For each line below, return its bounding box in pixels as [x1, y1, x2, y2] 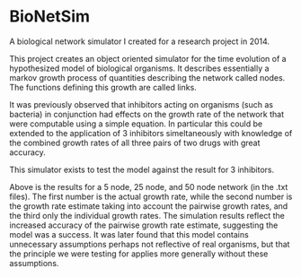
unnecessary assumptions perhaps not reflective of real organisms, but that [9, 238, 290, 249]
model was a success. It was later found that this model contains [9, 229, 249, 239]
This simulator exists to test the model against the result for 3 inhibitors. [9, 164, 275, 175]
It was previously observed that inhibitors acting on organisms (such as [9, 99, 274, 109]
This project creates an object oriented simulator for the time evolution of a [9, 53, 287, 64]
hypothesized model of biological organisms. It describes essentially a [9, 63, 270, 74]
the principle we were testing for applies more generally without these [9, 248, 269, 259]
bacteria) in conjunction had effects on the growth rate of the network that [9, 108, 285, 119]
